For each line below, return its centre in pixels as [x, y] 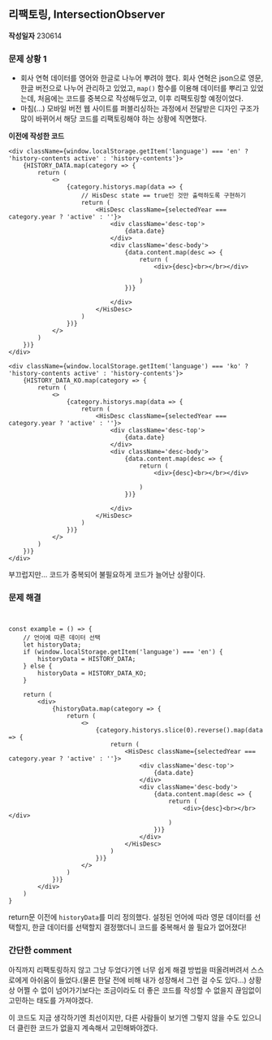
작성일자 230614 [35, 36]
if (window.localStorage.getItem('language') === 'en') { [123, 652]
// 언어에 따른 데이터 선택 [62, 638]
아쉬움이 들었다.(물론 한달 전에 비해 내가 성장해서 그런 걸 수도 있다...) [138, 980]
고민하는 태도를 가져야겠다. [51, 1000]
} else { [38, 666]
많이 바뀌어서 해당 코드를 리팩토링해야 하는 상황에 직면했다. [113, 119]
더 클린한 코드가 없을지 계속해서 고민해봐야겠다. [83, 1028]
